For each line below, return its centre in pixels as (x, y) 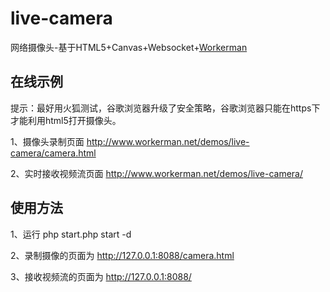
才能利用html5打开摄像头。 (66, 120)
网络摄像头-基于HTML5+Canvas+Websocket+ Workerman (129, 47)
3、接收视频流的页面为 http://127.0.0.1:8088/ (101, 276)
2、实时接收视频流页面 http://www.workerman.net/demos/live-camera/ (156, 173)
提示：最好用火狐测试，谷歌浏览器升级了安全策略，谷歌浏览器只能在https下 (165, 108)
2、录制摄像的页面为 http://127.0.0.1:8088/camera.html (122, 255)
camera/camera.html (53, 153)
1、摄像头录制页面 (47, 141)
